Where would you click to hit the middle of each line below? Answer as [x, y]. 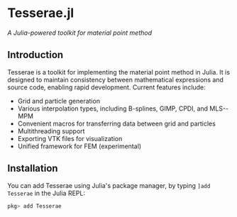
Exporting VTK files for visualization [70, 138]
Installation [33, 168]
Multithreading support [51, 131]
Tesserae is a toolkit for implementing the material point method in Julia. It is [119, 72]
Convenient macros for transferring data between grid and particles [117, 123]
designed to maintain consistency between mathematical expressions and [115, 79]
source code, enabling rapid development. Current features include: [106, 87]
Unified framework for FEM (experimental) [79, 146]
